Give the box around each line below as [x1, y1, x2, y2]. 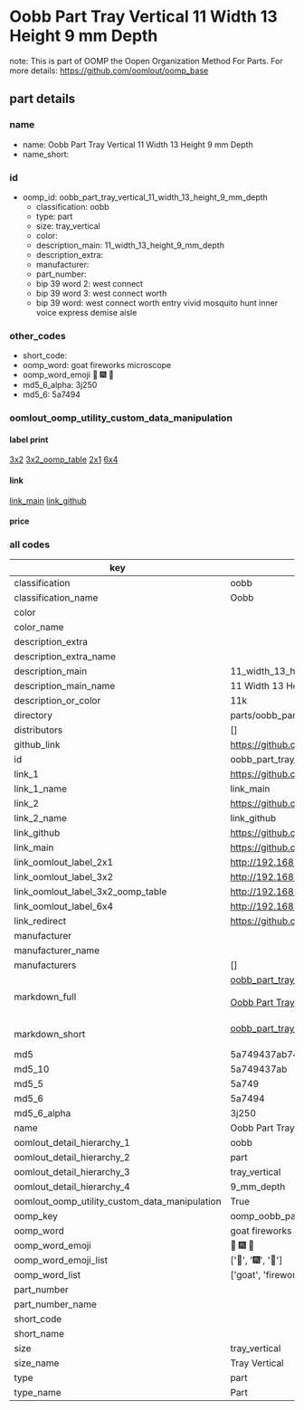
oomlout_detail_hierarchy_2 [14, 1151, 130, 1164]
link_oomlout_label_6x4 [14, 900, 114, 913]
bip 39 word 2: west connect [35, 278, 143, 289]
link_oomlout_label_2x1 [14, 856, 114, 869]
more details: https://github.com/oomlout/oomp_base [9, 65, 209, 76]
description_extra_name [14, 650, 116, 663]
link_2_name [14, 812, 68, 825]
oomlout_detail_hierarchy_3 [14, 1166, 130, 1178]
